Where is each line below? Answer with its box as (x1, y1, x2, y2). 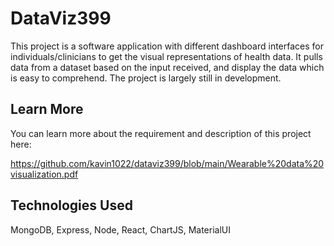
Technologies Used (10, 197, 133, 214)
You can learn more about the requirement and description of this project (10, 127, 312, 139)
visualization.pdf (10, 168, 79, 180)
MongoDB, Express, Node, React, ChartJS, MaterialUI (10, 223, 231, 236)
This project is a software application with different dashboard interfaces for (10, 40, 324, 52)
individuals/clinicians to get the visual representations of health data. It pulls (10, 50, 323, 62)
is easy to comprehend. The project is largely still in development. (10, 72, 282, 84)
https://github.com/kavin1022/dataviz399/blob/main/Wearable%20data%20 (10, 157, 325, 169)
